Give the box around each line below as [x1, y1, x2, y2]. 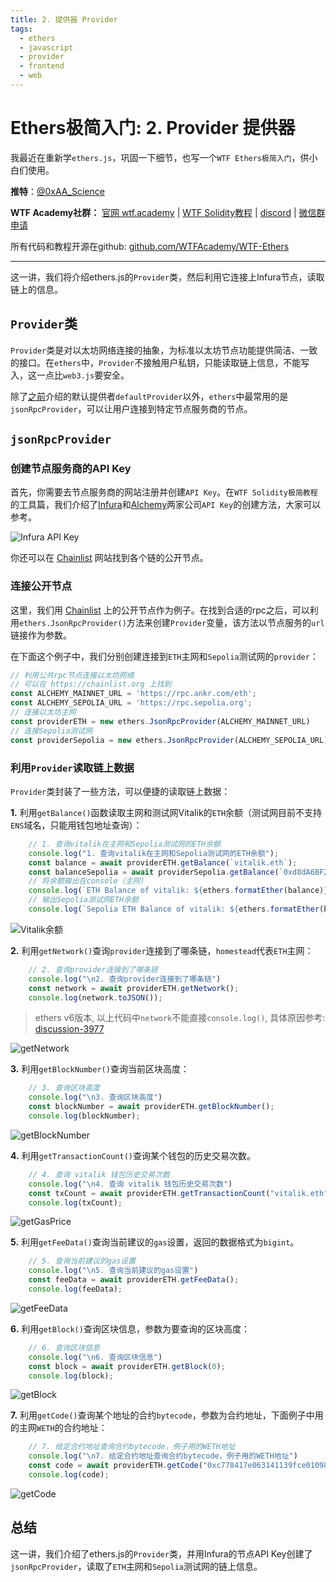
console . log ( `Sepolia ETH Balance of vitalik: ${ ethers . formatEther [28, 904, 320, 915]
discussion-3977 [34, 1023, 105, 1035]
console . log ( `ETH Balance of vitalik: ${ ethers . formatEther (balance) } [28, 886, 329, 896]
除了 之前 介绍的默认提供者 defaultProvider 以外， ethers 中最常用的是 [10, 390, 289, 402]
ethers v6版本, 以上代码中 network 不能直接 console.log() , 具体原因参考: [34, 1012, 326, 1024]
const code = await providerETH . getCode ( [28, 1461, 203, 1471]
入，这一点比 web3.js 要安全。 [10, 369, 130, 381]
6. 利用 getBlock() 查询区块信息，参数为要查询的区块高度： [10, 1322, 250, 1335]
